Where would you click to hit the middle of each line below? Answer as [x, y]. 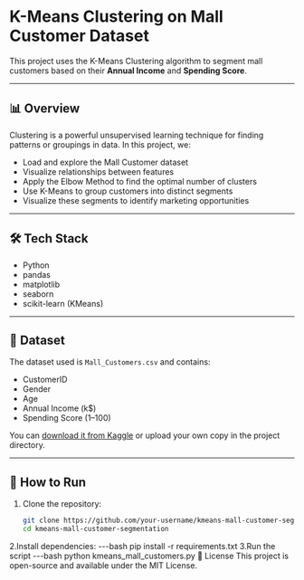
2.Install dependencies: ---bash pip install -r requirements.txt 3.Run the [142, 546]
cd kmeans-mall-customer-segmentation [95, 529]
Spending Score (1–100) [66, 418]
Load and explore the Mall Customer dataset [105, 162]
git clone [41, 521]
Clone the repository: [62, 504]
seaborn [38, 294]
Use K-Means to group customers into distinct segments [128, 191]
